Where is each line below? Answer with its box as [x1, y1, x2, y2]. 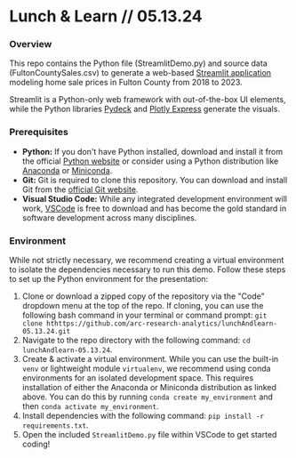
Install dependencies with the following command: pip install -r [21, 411, 265, 422]
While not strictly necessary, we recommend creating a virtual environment [9, 255, 284, 266]
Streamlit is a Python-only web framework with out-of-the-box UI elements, [9, 94, 286, 105]
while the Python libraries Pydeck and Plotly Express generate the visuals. [9, 104, 280, 115]
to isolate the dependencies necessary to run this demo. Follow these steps [9, 264, 286, 275]
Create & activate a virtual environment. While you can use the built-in [21, 354, 279, 365]
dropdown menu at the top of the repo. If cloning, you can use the [21, 301, 264, 311]
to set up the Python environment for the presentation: [9, 274, 209, 285]
